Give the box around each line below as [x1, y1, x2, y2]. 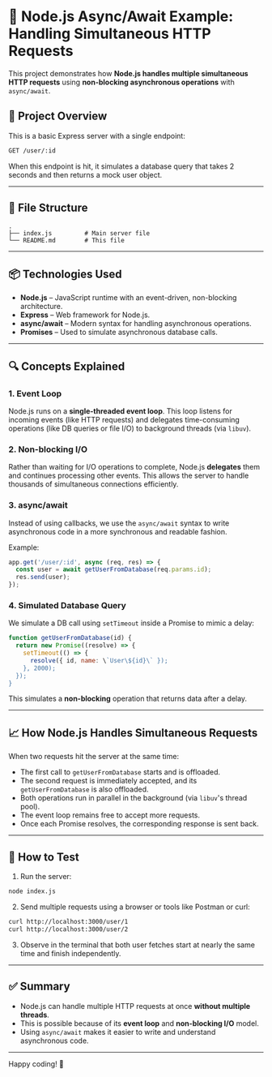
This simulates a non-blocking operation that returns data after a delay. [8, 693, 248, 704]
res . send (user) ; [15, 573, 70, 581]
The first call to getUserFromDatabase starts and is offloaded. [19, 767, 221, 777]
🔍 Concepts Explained [8, 359, 125, 373]
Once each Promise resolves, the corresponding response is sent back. [19, 819, 259, 829]
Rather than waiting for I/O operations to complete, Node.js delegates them [8, 462, 261, 472]
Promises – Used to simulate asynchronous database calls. [19, 328, 219, 337]
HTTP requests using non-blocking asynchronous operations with [8, 77, 235, 87]
